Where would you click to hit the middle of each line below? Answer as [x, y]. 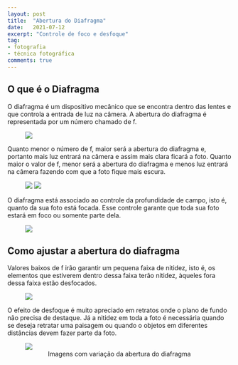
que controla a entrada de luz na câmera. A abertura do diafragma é [107, 114]
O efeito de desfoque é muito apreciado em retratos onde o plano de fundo [117, 310]
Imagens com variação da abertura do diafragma [119, 354]
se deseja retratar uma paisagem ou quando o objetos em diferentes [108, 326]
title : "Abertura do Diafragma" [57, 21]
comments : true [30, 61]
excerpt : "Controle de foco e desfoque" [68, 34]
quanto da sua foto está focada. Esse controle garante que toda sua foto [113, 207]
